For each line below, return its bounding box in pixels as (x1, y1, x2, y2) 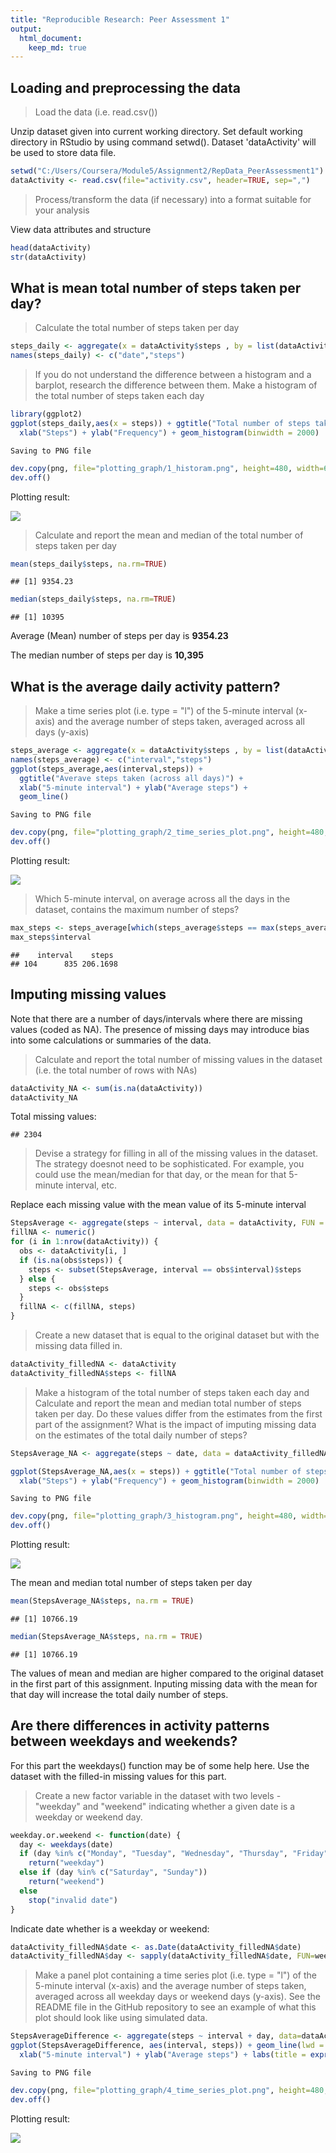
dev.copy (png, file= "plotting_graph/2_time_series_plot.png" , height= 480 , (10, 827, 329, 838)
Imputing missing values (10, 986, 167, 1003)
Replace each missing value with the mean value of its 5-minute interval (10, 1199, 307, 1211)
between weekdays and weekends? (10, 1733, 238, 1750)
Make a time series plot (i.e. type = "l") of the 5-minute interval (34, 705, 294, 717)
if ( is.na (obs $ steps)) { (19, 1255, 123, 1265)
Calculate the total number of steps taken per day (34, 322, 240, 334)
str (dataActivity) (10, 252, 87, 262)
